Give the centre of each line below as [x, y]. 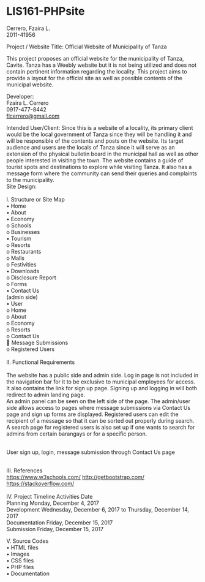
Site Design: [21, 186]
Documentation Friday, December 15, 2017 [60, 523]
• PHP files [20, 567]
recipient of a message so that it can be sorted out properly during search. [100, 420]
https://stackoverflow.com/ [40, 483]
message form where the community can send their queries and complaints [102, 173]
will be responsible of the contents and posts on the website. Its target [95, 141]
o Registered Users [31, 349]
